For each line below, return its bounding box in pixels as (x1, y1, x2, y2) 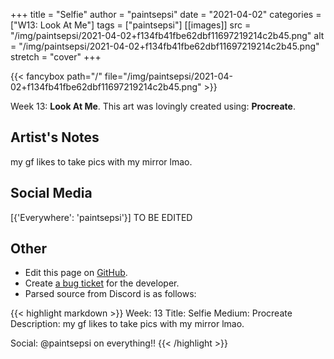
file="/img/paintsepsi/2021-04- (104, 70, 234, 82)
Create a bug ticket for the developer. (24, 277, 180, 289)
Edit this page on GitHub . (24, 267, 128, 279)
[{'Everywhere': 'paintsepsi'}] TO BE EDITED (10, 211, 193, 223)
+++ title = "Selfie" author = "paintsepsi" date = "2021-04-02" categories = (10, 9, 322, 20)
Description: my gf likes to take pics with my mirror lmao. (10, 318, 245, 330)
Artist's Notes (10, 129, 100, 146)
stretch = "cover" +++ (10, 51, 102, 63)
